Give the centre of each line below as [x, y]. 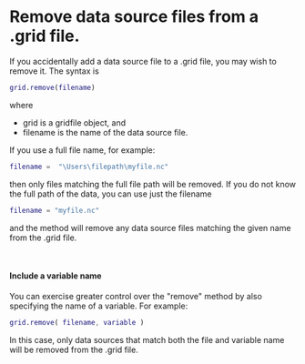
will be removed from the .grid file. [74, 349]
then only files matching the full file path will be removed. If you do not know [153, 184]
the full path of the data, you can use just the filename [111, 194]
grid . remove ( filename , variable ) [77, 322]
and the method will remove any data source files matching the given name [150, 227]
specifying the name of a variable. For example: [99, 306]
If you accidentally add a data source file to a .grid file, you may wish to [143, 61]
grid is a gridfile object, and [74, 122]
